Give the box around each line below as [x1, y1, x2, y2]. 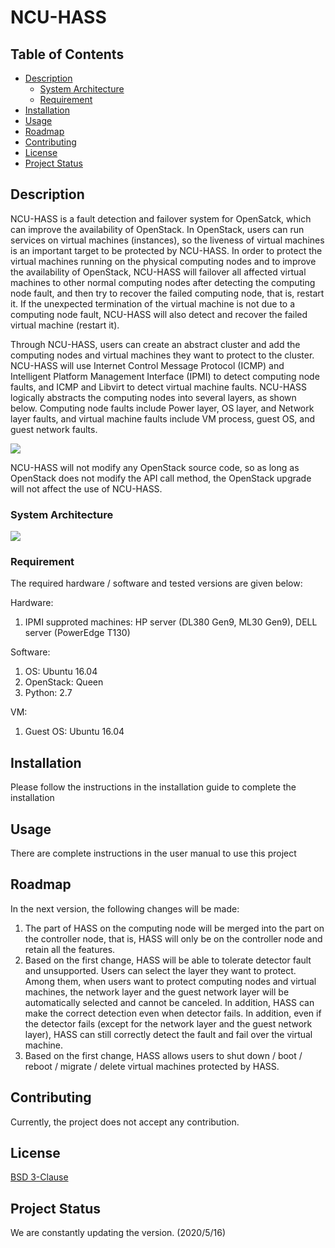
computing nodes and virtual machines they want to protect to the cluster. [10, 349, 315, 361]
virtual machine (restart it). [10, 319, 120, 331]
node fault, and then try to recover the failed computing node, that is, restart [10, 287, 325, 299]
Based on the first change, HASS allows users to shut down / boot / [24, 1049, 303, 1061]
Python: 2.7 [24, 687, 73, 699]
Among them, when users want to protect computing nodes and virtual [24, 975, 317, 987]
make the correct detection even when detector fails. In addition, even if [24, 1007, 322, 1019]
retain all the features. [24, 943, 116, 955]
